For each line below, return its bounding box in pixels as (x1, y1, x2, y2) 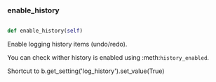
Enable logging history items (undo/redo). (7, 40, 128, 49)
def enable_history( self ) (7, 27, 83, 35)
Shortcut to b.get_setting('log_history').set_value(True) (7, 67, 165, 75)
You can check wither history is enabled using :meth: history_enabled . (7, 54, 209, 62)
